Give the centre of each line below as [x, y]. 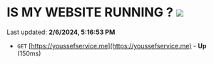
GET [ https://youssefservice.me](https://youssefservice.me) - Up [112, 46]
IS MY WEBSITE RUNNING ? [90, 12]
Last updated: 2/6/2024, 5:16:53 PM [61, 32]
